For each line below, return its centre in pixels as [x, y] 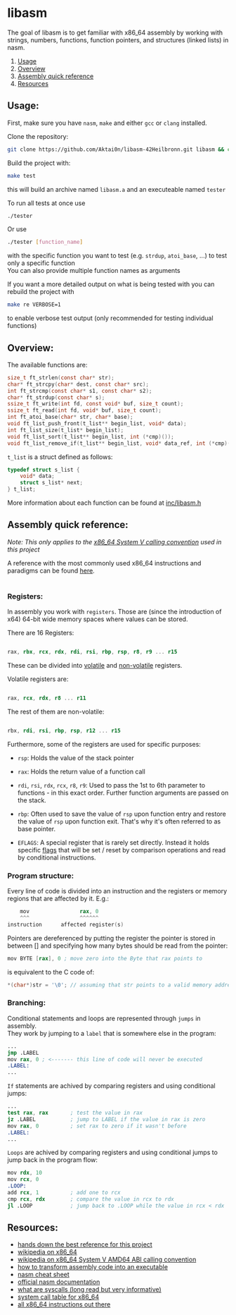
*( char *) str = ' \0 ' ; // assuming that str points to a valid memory [110, 985]
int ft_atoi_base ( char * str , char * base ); [70, 417]
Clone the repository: [38, 136]
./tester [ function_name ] [45, 242]
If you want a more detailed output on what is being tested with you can [111, 284]
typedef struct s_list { [44, 470]
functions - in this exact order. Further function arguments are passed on [123, 793]
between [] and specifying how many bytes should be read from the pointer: [118, 946]
